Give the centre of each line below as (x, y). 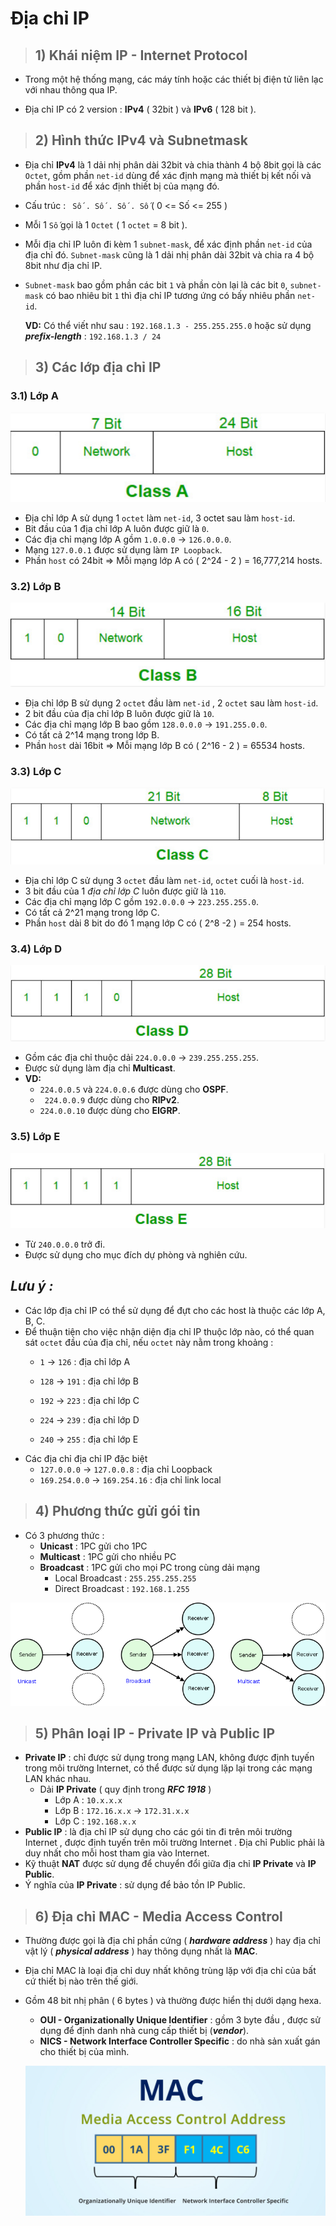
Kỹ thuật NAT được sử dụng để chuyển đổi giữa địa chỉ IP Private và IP (170, 1864)
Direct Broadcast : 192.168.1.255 (122, 1588)
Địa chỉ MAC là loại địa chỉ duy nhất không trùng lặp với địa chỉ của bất (170, 1971)
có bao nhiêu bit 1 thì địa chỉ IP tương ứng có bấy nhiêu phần (170, 295)
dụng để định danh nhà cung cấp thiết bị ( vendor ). (144, 2031)
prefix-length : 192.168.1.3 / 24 (93, 336)
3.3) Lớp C (36, 772)
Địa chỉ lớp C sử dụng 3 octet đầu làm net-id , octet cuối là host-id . (164, 880)
